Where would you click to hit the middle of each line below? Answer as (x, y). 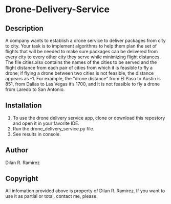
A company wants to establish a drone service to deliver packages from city (85, 40)
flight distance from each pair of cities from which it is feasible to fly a (79, 68)
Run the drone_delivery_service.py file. (54, 128)
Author (17, 150)
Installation (24, 106)
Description (24, 28)
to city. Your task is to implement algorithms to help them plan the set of (81, 46)
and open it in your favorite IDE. (46, 123)
